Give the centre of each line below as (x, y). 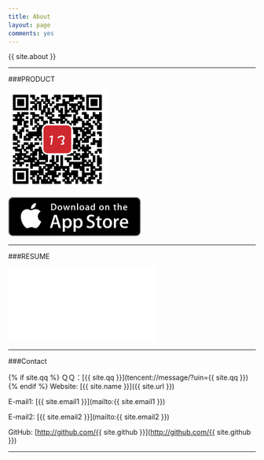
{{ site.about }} (32, 57)
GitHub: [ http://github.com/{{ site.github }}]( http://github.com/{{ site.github (130, 432)
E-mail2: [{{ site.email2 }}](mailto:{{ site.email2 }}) (89, 417)
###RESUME (29, 257)
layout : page (29, 25)
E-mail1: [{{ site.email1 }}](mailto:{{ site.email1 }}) (87, 402)
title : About (29, 17)
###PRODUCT (32, 80)
